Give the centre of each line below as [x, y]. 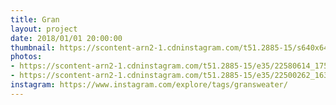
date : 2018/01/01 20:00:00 [66, 38]
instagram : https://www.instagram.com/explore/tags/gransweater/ [149, 85]
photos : [26, 57]
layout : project [44, 29]
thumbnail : [33, 47]
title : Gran [35, 19]
